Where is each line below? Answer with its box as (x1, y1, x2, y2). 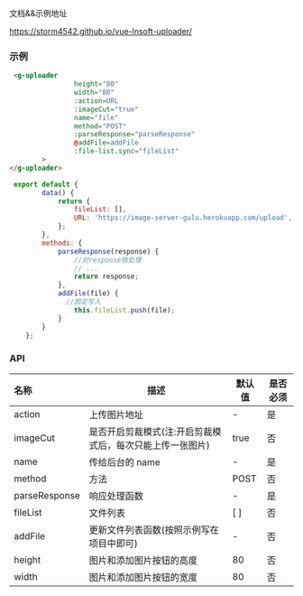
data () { (41, 188, 75, 197)
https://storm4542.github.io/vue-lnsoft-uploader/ (9, 26, 192, 36)
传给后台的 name (88, 455, 161, 468)
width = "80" (73, 88, 115, 98)
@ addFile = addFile (73, 138, 140, 147)
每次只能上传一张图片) (115, 439, 210, 452)
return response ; (73, 272, 140, 282)
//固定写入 (66, 297, 102, 307)
